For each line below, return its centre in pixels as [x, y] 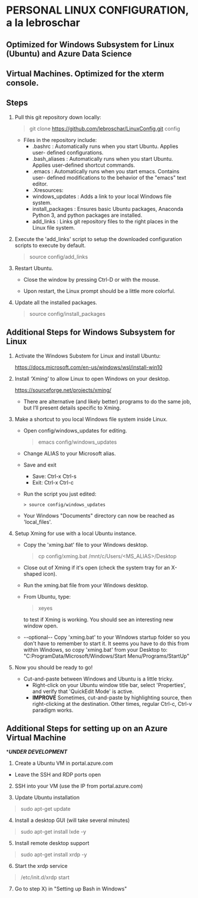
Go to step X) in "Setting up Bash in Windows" [71, 889]
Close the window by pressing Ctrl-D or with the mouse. [92, 279]
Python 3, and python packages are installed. [87, 215]
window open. [41, 626]
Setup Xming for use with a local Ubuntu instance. [75, 533]
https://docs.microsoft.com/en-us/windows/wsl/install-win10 [89, 367]
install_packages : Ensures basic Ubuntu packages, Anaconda [108, 209]
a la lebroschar [43, 23]
